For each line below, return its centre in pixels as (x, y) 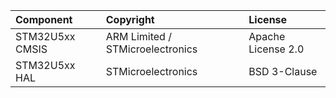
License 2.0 (276, 49)
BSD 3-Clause (283, 71)
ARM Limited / (138, 36)
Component (44, 19)
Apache (267, 36)
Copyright (130, 19)
